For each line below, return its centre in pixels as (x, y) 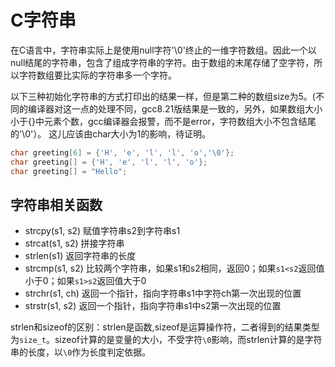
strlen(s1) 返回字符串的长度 (80, 256)
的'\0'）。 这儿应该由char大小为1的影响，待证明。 (111, 133)
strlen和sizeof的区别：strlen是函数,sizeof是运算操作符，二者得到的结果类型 (165, 327)
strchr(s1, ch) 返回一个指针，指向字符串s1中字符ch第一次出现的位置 (163, 293)
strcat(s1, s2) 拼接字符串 (74, 243)
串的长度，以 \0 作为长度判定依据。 (81, 352)
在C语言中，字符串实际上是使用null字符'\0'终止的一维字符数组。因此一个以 (163, 50)
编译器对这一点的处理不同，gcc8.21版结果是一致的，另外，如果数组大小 (175, 108)
